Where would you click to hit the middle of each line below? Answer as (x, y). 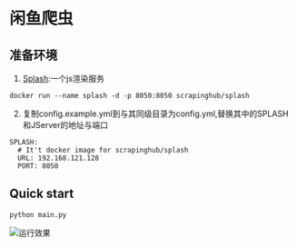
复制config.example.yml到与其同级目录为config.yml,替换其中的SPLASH (155, 114)
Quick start (42, 194)
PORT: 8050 (38, 166)
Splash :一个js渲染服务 (64, 79)
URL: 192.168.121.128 (59, 158)
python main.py (38, 214)
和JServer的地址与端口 (65, 125)
